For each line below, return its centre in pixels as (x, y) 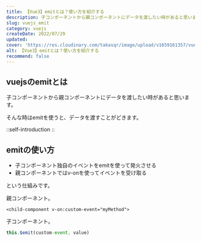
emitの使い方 (31, 150)
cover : (14, 45)
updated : (17, 39)
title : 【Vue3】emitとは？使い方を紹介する (55, 12)
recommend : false (28, 56)
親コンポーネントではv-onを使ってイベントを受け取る (81, 173)
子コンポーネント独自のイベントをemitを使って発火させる (86, 166)
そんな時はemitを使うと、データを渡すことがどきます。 (74, 118)
